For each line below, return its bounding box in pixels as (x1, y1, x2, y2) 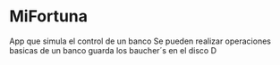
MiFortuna (9, 6, 88, 27)
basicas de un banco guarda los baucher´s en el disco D (9, 45, 217, 55)
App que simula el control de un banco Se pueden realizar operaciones (9, 36, 271, 46)
